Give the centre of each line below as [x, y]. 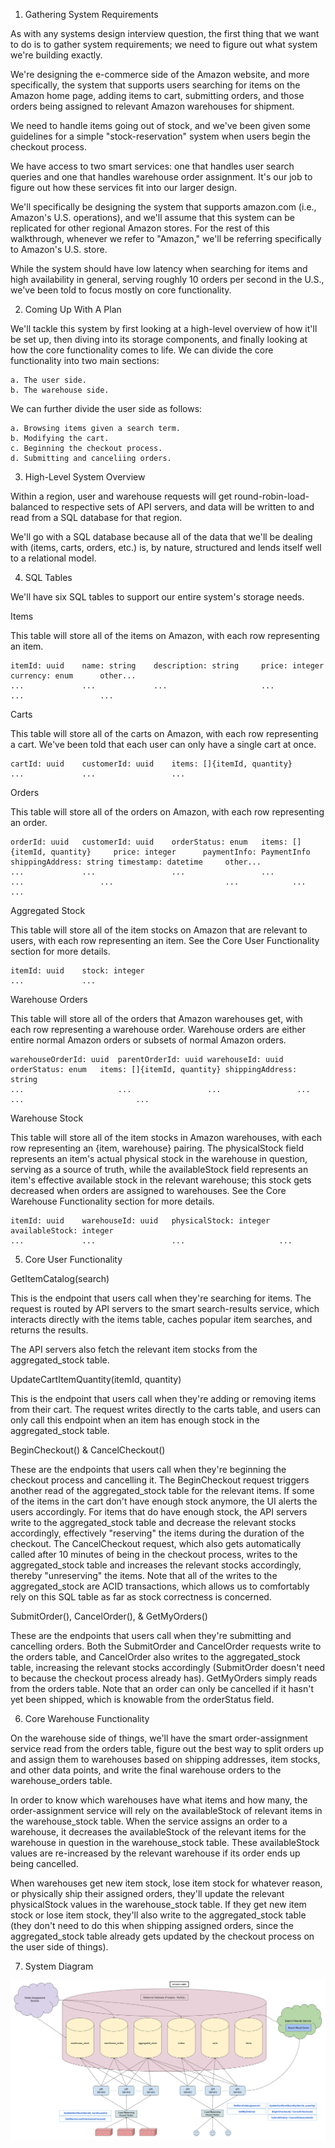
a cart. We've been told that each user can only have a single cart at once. [163, 744]
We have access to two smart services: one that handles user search [152, 166]
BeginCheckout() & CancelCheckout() [88, 1450]
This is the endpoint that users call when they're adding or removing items [163, 1398]
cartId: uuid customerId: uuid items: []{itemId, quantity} [151, 764]
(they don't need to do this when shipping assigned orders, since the [152, 1925]
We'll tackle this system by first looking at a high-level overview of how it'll [164, 328]
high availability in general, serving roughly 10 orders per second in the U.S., [167, 279]
